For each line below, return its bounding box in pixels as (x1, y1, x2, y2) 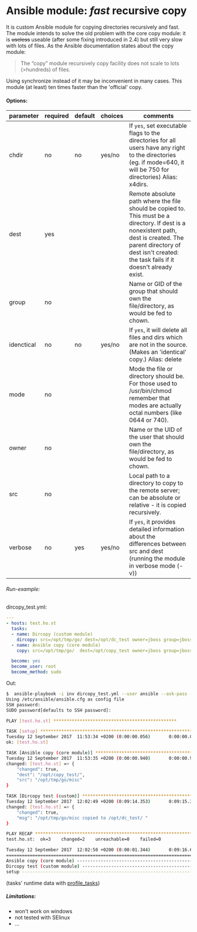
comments (143, 112, 174, 120)
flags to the (128, 129, 160, 137)
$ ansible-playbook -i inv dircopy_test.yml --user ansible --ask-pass (6, 691, 188, 697)
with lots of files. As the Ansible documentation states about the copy (6, 42, 174, 49)
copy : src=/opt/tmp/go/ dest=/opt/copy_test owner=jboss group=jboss (16, 647, 193, 654)
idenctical (9, 341, 36, 349)
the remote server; (128, 486, 180, 494)
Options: (6, 97, 28, 104)
